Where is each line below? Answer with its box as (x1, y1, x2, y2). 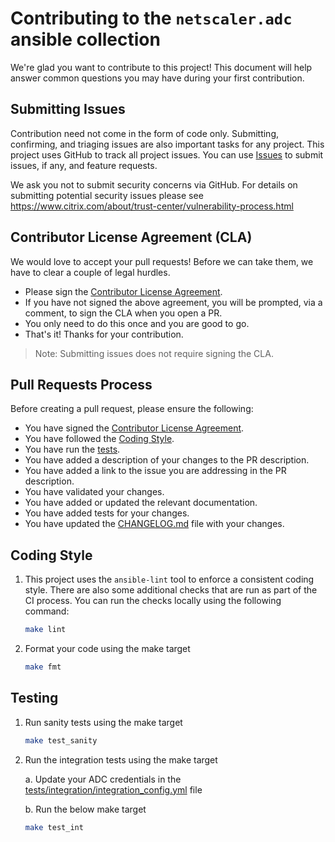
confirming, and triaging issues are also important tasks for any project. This (10, 138, 325, 150)
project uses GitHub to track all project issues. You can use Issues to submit (10, 148, 324, 161)
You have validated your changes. (24, 486, 165, 498)
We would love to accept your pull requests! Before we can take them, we (10, 255, 314, 267)
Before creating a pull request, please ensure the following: (10, 403, 254, 415)
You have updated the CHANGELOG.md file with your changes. (24, 518, 285, 530)
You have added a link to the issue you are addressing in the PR (24, 465, 287, 477)
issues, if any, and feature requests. (10, 159, 158, 171)
